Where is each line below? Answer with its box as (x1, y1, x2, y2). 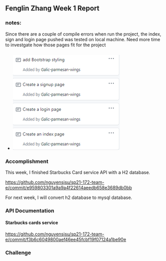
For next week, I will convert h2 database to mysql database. (5, 194, 132, 200)
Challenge (5, 249, 31, 256)
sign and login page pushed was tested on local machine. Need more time (5, 36, 160, 42)
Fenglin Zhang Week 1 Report (5, 4, 100, 13)
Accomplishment (5, 158, 49, 165)
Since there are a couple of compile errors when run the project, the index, (5, 31, 161, 37)
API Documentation (5, 207, 55, 214)
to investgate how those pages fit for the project (5, 42, 106, 48)
